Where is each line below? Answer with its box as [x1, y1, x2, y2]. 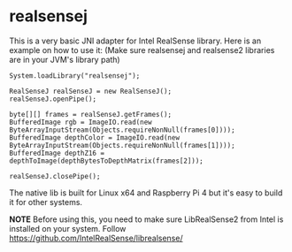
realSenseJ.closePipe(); [9, 172, 101, 180]
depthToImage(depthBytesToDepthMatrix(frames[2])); [9, 157, 204, 165]
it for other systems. [9, 196, 82, 207]
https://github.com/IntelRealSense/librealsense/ [9, 233, 183, 243]
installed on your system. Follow [9, 223, 127, 233]
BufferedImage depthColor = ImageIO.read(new [9, 133, 180, 142]
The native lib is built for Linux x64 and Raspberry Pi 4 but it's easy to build [9, 187, 283, 198]
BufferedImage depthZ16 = [9, 149, 104, 157]
